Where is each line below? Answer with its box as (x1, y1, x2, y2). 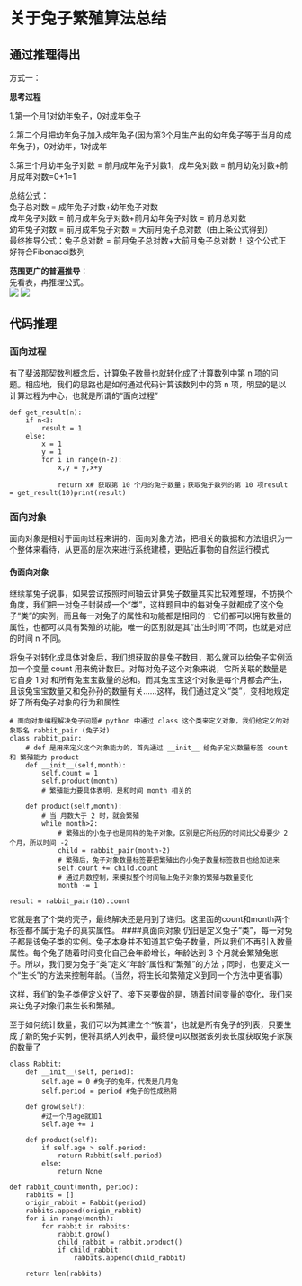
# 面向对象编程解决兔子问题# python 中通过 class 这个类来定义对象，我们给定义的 (9, 716, 283, 726)
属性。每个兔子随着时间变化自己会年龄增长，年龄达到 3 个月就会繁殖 (9, 947, 263, 958)
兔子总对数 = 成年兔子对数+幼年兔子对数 (9, 201, 159, 212)
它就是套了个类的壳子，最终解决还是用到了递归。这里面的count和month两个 (9, 914, 290, 925)
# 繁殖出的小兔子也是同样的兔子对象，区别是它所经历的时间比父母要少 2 (57, 829, 289, 838)
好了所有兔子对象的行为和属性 (9, 697, 120, 708)
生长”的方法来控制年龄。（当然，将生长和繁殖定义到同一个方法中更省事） (21, 970, 289, 980)
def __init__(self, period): (25, 1068, 135, 1077)
